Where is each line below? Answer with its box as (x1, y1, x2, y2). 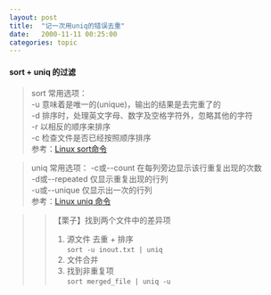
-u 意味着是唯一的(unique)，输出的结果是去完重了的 (30, 99, 221, 110)
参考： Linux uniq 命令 (30, 196, 111, 207)
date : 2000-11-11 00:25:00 (9, 29, 118, 38)
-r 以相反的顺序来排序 (30, 121, 111, 132)
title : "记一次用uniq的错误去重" (9, 21, 126, 30)
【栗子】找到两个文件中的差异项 (53, 215, 171, 225)
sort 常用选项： (30, 88, 87, 99)
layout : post (9, 12, 58, 22)
